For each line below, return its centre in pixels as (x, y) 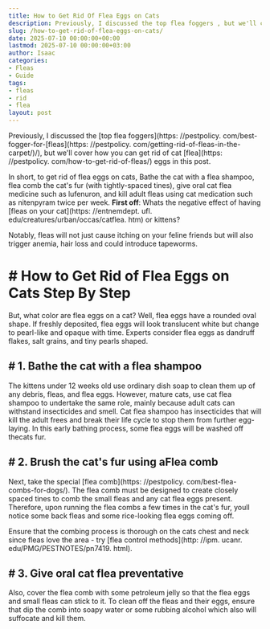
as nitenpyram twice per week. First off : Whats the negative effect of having (135, 202)
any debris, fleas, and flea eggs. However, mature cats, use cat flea (120, 394)
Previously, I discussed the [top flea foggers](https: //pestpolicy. (115, 136)
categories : (28, 61)
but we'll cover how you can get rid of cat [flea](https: (133, 153)
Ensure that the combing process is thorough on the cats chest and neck (129, 531)
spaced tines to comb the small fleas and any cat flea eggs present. (121, 498)
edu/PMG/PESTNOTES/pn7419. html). (70, 548)
